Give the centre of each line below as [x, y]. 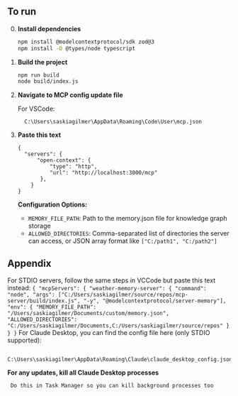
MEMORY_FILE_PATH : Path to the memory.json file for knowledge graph [128, 219]
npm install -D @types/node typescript [76, 48]
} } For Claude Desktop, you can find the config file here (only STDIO [109, 333]
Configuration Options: [52, 204]
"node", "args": [31, 295]
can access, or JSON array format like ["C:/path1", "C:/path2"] [123, 241]
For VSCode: [36, 109]
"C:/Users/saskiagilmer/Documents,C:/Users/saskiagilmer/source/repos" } [119, 326]
